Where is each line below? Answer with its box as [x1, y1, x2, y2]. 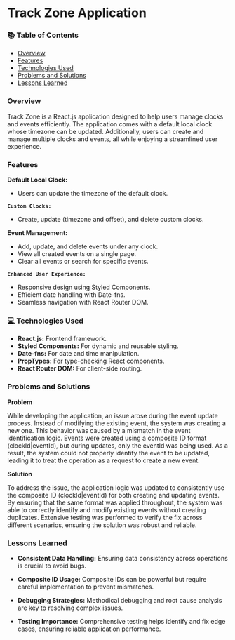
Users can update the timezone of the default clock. [17, 189, 168, 198]
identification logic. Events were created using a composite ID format [7, 434, 207, 442]
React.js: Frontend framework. [17, 335, 107, 343]
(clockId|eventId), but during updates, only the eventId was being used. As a [7, 441, 228, 450]
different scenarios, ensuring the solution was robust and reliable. [7, 521, 197, 529]
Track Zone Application [7, 5, 147, 21]
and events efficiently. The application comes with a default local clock [7, 119, 213, 128]
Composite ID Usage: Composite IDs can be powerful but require [17, 575, 207, 583]
